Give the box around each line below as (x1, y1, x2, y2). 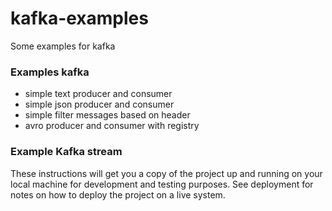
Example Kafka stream (10, 145, 123, 159)
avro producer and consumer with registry (24, 120, 200, 132)
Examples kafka (10, 65, 90, 79)
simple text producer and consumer (24, 88, 173, 100)
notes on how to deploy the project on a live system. (10, 188, 226, 201)
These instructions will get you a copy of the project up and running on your (10, 167, 323, 179)
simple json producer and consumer (24, 98, 175, 111)
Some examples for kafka (10, 40, 116, 52)
